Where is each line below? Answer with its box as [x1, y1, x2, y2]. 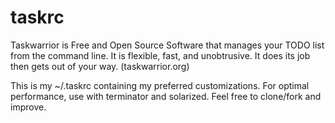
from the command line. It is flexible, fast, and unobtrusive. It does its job [10, 49, 311, 61]
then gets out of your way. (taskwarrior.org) [10, 60, 190, 72]
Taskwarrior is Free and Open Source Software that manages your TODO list [10, 39, 325, 51]
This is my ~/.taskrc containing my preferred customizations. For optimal [10, 79, 310, 91]
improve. [10, 101, 47, 113]
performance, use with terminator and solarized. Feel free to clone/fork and [10, 90, 322, 102]
